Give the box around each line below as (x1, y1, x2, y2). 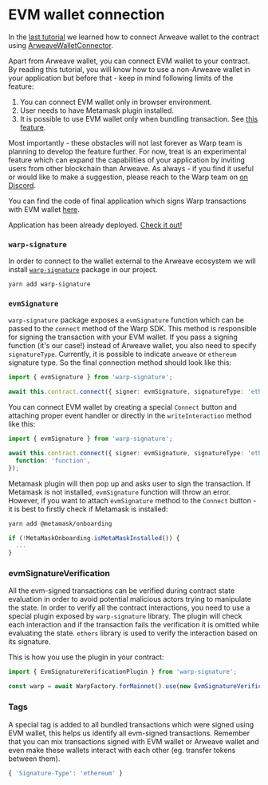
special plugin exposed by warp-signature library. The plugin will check (8, 611, 242, 621)
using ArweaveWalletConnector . (8, 40, 114, 50)
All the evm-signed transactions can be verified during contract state (8, 586, 235, 595)
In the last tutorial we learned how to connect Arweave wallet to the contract (8, 32, 259, 42)
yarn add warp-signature (8, 280, 91, 289)
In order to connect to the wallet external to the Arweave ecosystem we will (8, 256, 257, 266)
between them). (8, 754, 61, 763)
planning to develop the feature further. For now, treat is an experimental (8, 146, 246, 156)
